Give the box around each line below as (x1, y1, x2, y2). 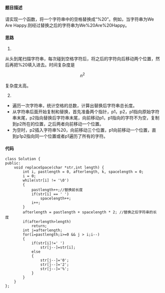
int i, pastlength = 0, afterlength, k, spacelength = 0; (23, 170, 144, 174)
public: (5, 161, 21, 166)
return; (31, 223, 48, 229)
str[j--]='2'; (40, 262, 69, 267)
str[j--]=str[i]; (40, 245, 76, 250)
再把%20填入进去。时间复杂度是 (9, 62, 75, 68)
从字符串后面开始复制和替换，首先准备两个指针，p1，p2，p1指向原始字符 (12, 109, 160, 115)
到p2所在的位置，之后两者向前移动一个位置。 (12, 121, 104, 127)
